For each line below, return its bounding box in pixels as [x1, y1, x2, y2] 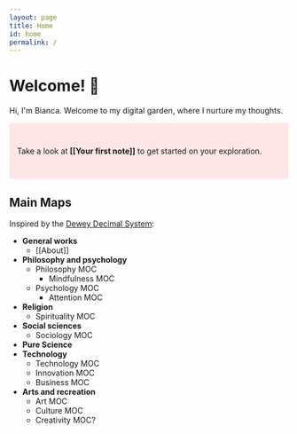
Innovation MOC [35, 367, 95, 378]
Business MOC [35, 377, 90, 387]
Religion [21, 302, 53, 312]
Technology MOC [35, 359, 100, 368]
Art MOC [35, 396, 68, 406]
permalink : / [9, 37, 58, 47]
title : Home [9, 21, 53, 30]
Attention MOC [48, 292, 104, 303]
